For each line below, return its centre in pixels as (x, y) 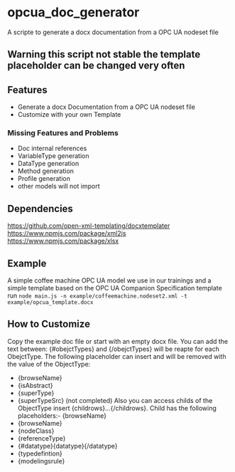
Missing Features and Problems (63, 133)
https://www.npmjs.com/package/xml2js (67, 234)
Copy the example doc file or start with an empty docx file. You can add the (118, 341)
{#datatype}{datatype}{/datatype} (68, 446)
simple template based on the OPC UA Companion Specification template (115, 288)
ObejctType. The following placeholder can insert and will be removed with (117, 356)
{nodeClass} (36, 431)
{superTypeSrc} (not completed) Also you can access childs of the (115, 400)
